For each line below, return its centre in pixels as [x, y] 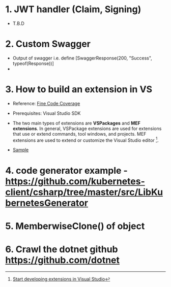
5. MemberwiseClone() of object [75, 226]
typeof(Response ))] [33, 63]
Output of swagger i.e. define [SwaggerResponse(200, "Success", [82, 58]
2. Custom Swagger [48, 44]
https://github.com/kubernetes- [75, 181]
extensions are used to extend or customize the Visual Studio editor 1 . [85, 140]
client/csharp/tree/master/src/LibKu [84, 192]
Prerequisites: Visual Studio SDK [47, 113]
